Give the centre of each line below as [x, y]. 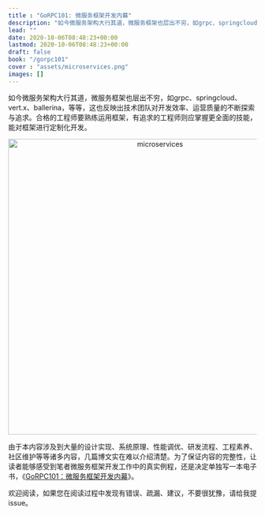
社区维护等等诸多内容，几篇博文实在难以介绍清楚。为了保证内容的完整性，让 [132, 456]
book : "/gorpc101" [38, 60]
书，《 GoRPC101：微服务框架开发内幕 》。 [73, 476]
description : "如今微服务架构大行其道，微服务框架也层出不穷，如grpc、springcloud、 [136, 23]
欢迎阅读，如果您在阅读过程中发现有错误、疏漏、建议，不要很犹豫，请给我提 [132, 493]
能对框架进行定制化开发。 [50, 127]
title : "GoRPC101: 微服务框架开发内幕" [70, 15]
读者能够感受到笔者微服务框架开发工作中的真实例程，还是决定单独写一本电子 [132, 466]
